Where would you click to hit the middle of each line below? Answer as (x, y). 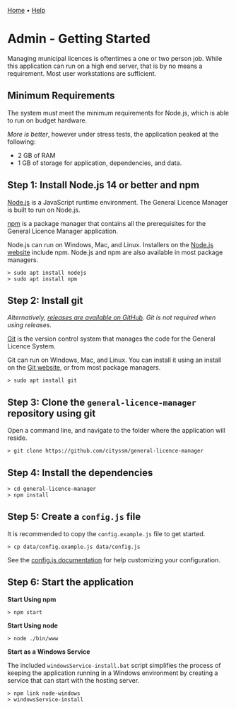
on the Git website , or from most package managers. (84, 368)
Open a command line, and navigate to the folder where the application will (117, 431)
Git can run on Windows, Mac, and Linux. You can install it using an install (114, 360)
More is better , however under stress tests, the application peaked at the (113, 134)
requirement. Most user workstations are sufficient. (82, 73)
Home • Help (26, 10)
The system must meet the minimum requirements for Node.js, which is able (118, 113)
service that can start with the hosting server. (73, 680)
